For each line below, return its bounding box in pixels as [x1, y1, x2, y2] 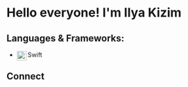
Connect [6, 70, 45, 82]
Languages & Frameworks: [6, 32, 125, 44]
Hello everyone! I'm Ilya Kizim [6, 5, 182, 21]
